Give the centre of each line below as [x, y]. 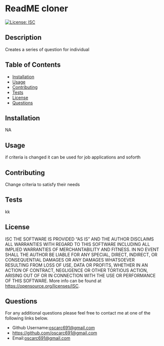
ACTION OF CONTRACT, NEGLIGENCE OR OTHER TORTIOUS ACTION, [77, 270]
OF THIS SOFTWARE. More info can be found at [53, 281]
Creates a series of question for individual [47, 49]
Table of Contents [33, 65]
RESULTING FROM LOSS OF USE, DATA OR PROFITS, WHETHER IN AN [77, 265]
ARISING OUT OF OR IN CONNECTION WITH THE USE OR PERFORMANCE [80, 275]
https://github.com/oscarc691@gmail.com [55, 333]
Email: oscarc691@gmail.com [41, 338]
